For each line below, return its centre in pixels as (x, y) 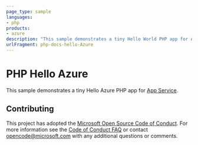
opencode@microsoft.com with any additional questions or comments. (92, 136)
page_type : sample (29, 12)
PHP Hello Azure (47, 74)
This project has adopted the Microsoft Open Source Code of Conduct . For (97, 123)
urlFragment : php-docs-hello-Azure (50, 45)
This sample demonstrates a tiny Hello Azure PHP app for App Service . (92, 90)
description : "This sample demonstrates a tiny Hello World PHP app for (97, 39)
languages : (19, 17)
